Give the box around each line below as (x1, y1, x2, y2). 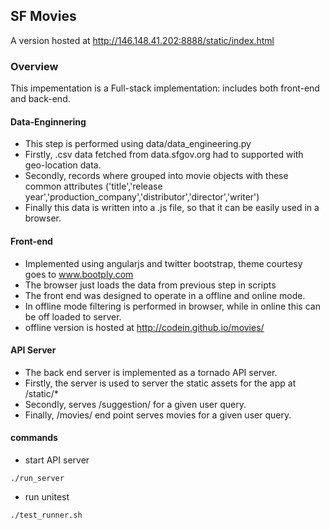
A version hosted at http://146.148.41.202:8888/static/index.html (10, 34, 275, 46)
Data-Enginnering (10, 115, 87, 128)
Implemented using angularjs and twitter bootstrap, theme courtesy (24, 257, 303, 269)
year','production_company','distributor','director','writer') (24, 191, 260, 203)
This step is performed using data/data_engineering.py (24, 138, 252, 150)
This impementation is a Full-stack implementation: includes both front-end (10, 82, 320, 94)
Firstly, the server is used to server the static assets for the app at (24, 377, 297, 389)
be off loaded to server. (24, 310, 122, 323)
